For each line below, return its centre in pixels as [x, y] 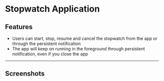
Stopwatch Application [52, 9]
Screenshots [25, 74]
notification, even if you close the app [50, 54]
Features [19, 27]
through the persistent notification [46, 44]
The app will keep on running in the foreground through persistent [78, 49]
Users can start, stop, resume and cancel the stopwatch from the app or [85, 38]
